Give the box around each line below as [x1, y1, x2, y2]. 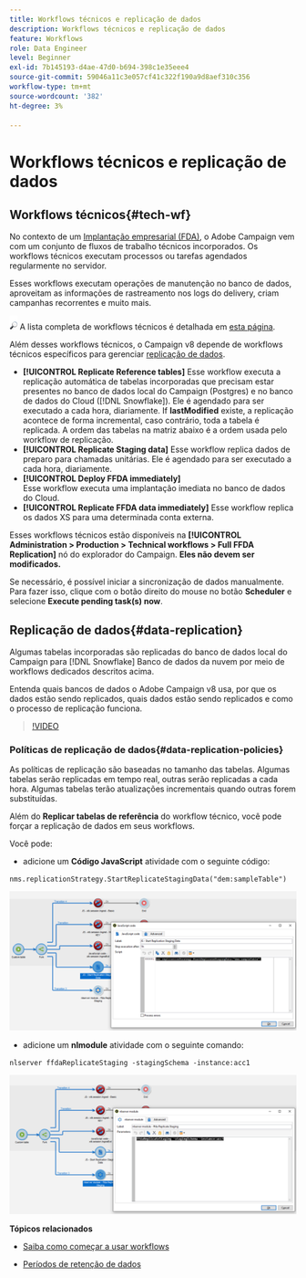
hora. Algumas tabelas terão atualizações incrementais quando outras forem [9, 783, 296, 794]
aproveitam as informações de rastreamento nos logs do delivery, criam [9, 288, 280, 299]
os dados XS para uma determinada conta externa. [22, 512, 214, 523]
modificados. [9, 559, 61, 570]
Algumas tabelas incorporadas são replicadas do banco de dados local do [9, 646, 289, 657]
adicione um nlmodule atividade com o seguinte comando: [22, 1039, 244, 1050]
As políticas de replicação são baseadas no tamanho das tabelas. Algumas [9, 764, 291, 775]
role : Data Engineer [9, 44, 88, 53]
